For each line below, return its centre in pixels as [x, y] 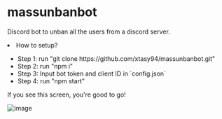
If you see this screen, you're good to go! [67, 94]
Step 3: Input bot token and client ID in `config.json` [92, 73]
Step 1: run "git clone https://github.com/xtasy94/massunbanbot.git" [116, 58]
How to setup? [37, 45]
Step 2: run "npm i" [45, 66]
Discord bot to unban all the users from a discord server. [89, 31]
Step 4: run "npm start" [51, 80]
